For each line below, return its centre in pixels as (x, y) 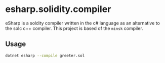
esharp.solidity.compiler (58, 9)
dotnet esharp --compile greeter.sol (45, 55)
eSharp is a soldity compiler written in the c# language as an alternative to (83, 23)
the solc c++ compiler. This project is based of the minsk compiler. (74, 28)
